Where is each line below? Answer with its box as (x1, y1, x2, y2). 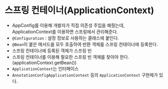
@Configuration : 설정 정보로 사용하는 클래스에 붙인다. (12, 35, 119, 41)
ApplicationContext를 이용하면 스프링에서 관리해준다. (12, 28, 118, 34)
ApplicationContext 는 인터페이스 (12, 65, 79, 71)
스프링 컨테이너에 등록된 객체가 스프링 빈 (12, 48, 92, 54)
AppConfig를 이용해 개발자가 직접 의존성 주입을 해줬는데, (12, 22, 125, 28)
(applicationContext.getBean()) (12, 59, 77, 66)
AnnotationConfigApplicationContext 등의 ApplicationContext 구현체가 (12, 72, 158, 78)
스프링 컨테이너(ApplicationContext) (5, 5, 154, 16)
